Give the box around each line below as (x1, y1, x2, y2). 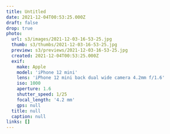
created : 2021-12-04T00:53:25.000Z (11, 53, 99, 59)
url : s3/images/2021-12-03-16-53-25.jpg (11, 36, 112, 42)
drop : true (6, 25, 33, 31)
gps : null (17, 102, 41, 109)
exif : (11, 58, 25, 64)
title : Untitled (6, 8, 46, 15)
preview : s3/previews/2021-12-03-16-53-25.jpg (11, 47, 128, 53)
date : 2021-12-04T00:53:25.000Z (6, 14, 86, 20)
